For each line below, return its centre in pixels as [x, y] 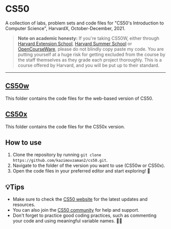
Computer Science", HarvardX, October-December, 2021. [65, 28]
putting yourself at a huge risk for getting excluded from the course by [91, 54]
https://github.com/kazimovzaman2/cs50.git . [60, 160]
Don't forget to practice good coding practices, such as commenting [84, 216]
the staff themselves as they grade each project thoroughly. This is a [90, 60]
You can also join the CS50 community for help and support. [76, 210]
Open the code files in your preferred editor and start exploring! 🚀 [81, 171]
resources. [24, 205]
